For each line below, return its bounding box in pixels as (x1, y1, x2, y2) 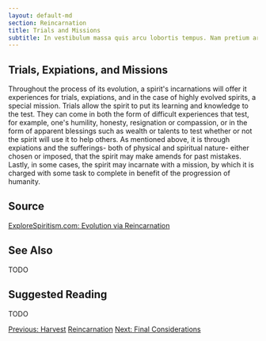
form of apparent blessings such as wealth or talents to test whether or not (8, 126, 253, 136)
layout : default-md (8, 11, 73, 20)
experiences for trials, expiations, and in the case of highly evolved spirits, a (8, 93, 256, 102)
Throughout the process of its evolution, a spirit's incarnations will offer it (8, 84, 247, 94)
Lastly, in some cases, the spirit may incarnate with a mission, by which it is (8, 160, 255, 170)
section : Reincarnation (8, 19, 87, 27)
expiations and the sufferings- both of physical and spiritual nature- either (8, 144, 249, 153)
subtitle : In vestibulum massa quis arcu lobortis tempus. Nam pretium (8, 33, 249, 42)
